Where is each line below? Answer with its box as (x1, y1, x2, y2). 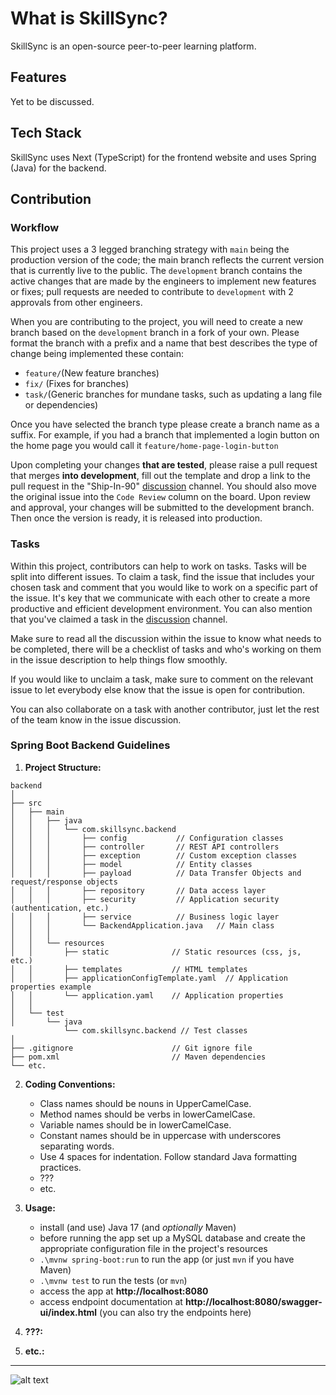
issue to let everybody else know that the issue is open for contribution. (10, 683, 306, 696)
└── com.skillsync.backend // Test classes (63, 1025, 248, 1036)
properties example (10, 982, 92, 992)
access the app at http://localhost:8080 (39, 1285, 209, 1297)
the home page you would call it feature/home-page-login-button (10, 440, 279, 452)
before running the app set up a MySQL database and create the (39, 1232, 306, 1244)
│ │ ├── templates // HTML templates (10, 964, 248, 974)
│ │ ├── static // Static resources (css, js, (10, 947, 302, 957)
